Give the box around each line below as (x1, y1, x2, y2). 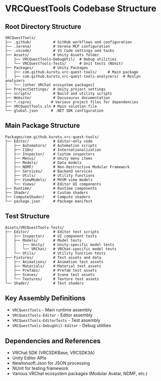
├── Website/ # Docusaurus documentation (5, 95, 110, 100)
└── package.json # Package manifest (5, 199, 93, 204)
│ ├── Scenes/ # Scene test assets (5, 272, 95, 277)
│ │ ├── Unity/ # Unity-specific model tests (5, 242, 115, 247)
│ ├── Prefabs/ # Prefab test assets (5, 268, 97, 273)
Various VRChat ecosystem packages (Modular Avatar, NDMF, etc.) (12, 371, 148, 377)
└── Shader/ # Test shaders (5, 281, 84, 286)
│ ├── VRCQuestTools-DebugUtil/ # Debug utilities (5, 57, 117, 62)
